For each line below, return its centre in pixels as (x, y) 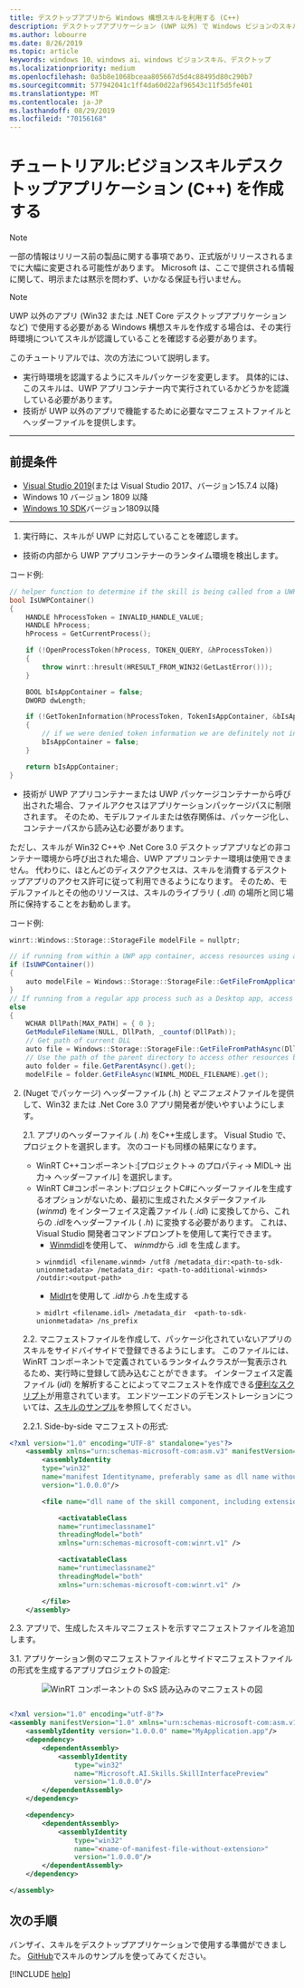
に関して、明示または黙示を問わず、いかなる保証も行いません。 (128, 279)
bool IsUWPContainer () (52, 600)
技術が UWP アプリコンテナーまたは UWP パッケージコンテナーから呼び (157, 793)
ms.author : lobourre (48, 34)
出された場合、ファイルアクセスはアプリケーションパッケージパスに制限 (157, 805)
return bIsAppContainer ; (72, 767)
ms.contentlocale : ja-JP (56, 102)
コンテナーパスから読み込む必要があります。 (105, 828)
